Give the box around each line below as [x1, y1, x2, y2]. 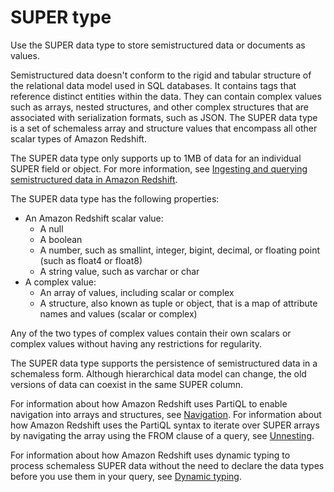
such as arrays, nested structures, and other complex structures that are [10, 101, 309, 113]
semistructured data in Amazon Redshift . [10, 173, 178, 185]
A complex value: [24, 276, 97, 288]
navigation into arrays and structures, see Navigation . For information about [10, 408, 322, 420]
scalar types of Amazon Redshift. [10, 132, 147, 145]
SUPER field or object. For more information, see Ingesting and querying [10, 162, 308, 175]
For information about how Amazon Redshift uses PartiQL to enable [10, 397, 288, 410]
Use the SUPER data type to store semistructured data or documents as [10, 39, 306, 51]
